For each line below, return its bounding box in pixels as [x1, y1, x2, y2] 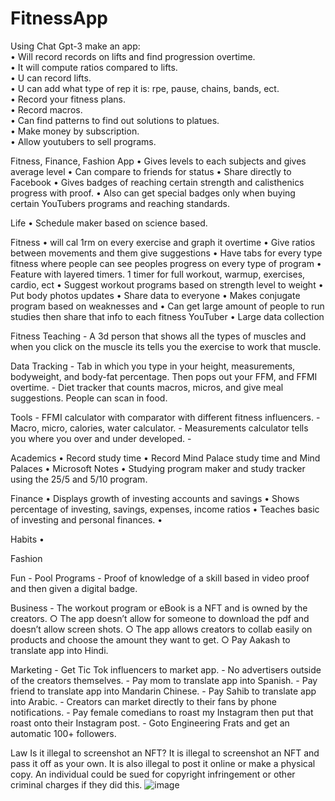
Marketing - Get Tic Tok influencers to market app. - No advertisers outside [10, 663, 322, 676]
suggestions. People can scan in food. [10, 392, 168, 404]
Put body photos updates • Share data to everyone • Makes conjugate [10, 289, 301, 301]
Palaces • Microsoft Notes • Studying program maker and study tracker [10, 462, 306, 474]
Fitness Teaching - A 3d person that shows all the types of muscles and [10, 330, 307, 342]
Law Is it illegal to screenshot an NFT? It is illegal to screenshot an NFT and [10, 747, 320, 759]
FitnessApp [10, 7, 108, 30]
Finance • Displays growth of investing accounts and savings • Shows [10, 492, 300, 504]
